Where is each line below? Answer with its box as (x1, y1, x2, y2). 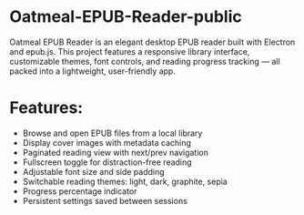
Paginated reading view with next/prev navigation (22, 147, 209, 158)
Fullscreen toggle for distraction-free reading (22, 157, 193, 168)
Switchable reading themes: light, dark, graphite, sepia (22, 176, 228, 187)
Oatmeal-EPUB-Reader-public (9, 6, 243, 27)
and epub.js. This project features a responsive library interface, (9, 46, 250, 56)
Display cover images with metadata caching (22, 137, 191, 148)
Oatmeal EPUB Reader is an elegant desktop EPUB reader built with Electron (9, 36, 296, 47)
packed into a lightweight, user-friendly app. (9, 66, 176, 77)
